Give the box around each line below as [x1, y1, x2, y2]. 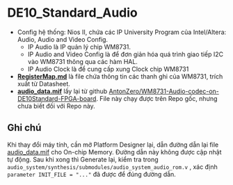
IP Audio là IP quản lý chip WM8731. [27, 42, 131, 51]
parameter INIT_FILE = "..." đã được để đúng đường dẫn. [7, 170, 176, 178]
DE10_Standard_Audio [7, 5, 138, 21]
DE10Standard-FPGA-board [17, 94, 97, 102]
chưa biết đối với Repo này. [17, 102, 95, 110]
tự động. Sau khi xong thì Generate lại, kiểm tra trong [7, 155, 159, 163]
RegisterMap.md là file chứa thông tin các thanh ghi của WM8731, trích [17, 72, 223, 81]
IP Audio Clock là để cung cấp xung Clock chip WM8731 [27, 65, 189, 73]
